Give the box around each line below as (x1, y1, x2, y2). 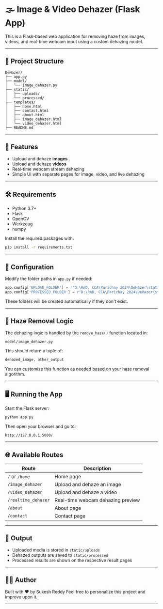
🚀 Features (5, 143, 38, 151)
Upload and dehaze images (12, 156, 68, 161)
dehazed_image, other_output (5, 357, 64, 362)
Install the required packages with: (5, 235, 74, 241)
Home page (54, 473, 81, 480)
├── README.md (5, 125, 34, 130)
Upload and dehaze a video (54, 489, 117, 496)
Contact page (54, 513, 86, 519)
